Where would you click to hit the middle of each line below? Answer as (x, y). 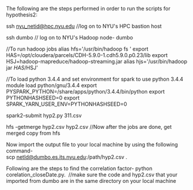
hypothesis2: (22, 15)
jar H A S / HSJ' (22, 68)
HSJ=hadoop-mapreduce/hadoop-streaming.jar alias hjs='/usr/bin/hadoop (97, 61)
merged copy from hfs (33, 133)
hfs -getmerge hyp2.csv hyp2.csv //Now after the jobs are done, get (89, 127)
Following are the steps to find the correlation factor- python (79, 168)
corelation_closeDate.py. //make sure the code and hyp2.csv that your (92, 175)
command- (20, 151)
